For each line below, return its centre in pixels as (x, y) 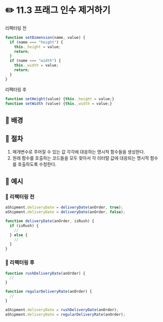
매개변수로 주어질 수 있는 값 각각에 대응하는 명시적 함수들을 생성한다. (79, 152)
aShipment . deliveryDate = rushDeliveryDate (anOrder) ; (62, 310)
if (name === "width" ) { (35, 61)
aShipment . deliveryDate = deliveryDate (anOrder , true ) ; (64, 207)
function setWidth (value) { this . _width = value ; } (59, 103)
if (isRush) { (24, 226)
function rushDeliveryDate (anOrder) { (45, 273)
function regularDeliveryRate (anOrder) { (49, 292)
